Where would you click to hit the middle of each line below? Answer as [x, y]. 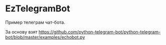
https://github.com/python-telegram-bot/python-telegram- [100, 32]
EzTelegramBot [38, 9]
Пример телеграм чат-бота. [35, 22]
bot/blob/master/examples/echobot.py [45, 37]
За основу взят [21, 32]
